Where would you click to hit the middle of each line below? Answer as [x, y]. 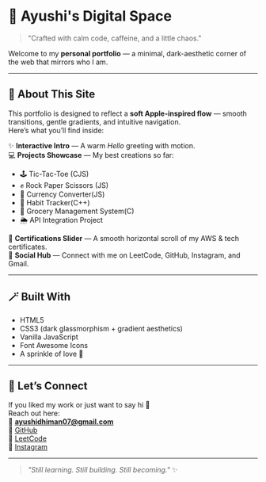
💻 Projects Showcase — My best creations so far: [91, 155]
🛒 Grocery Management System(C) [77, 211]
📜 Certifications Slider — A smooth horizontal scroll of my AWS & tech [124, 238]
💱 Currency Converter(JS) [62, 194]
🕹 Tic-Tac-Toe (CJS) [54, 174]
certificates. [28, 247]
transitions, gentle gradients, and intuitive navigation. [95, 121]
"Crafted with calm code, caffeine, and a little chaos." [114, 38]
